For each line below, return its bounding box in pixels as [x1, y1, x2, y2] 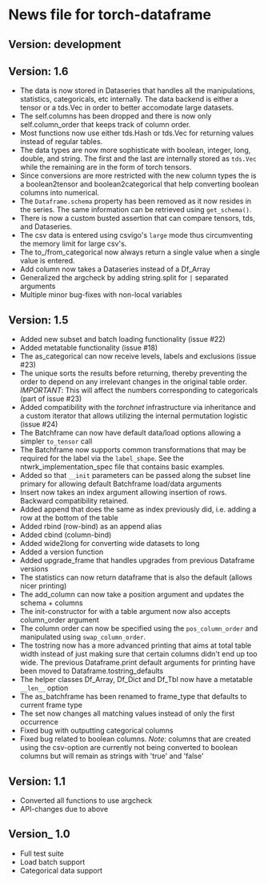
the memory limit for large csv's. [19, 239, 127, 249]
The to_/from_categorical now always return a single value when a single [19, 247, 261, 257]
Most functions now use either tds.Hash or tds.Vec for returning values [19, 128, 254, 138]
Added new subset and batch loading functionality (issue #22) [19, 335, 226, 344]
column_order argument [19, 615, 100, 625]
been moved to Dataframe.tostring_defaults [19, 666, 164, 676]
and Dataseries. [19, 222, 72, 231]
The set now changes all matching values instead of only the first [19, 708, 235, 718]
